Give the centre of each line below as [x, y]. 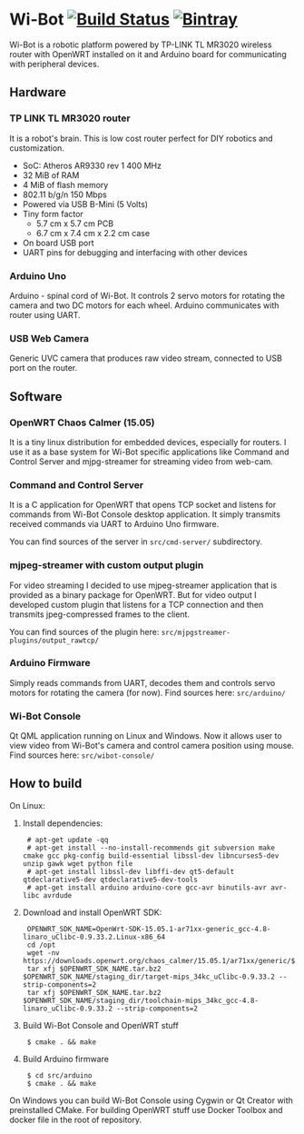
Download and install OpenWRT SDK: [92, 912]
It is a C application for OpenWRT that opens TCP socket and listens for [143, 505]
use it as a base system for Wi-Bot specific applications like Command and [149, 452]
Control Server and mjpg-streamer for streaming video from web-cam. [142, 461]
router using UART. [45, 314]
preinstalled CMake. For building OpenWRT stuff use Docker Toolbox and [146, 1109]
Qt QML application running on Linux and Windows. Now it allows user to [146, 736]
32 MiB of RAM [51, 175]
